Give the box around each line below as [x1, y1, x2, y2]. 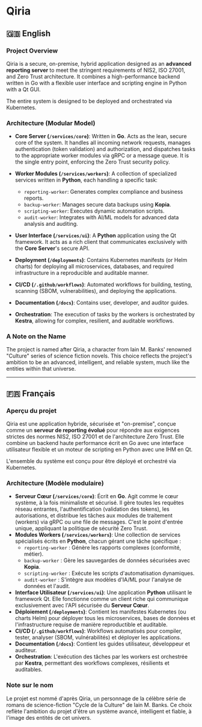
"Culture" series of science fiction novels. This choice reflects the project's [6, 352, 192, 360]
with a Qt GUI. [6, 86, 41, 93]
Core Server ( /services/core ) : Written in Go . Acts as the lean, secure [14, 133, 188, 140]
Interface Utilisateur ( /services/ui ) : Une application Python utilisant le [14, 589, 192, 596]
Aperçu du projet [6, 406, 57, 415]
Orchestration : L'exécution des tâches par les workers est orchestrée [14, 653, 188, 661]
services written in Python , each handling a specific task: [14, 176, 158, 184]
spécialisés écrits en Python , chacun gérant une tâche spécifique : [14, 537, 182, 545]
